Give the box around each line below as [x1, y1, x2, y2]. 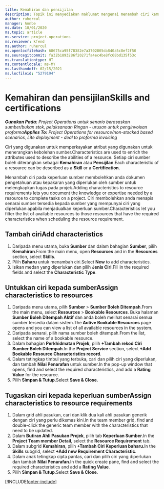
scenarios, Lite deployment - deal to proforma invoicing [5, 134, 117, 140]
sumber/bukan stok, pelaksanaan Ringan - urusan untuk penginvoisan [5, 124, 147, 130]
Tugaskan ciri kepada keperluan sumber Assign [5, 391, 152, 400]
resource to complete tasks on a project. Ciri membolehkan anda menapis [5, 195, 154, 201]
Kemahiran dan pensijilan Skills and [5, 92, 150, 103]
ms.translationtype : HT [5, 57, 54, 62]
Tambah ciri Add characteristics [5, 230, 103, 238]
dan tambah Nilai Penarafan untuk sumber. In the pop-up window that [12, 361, 152, 367]
